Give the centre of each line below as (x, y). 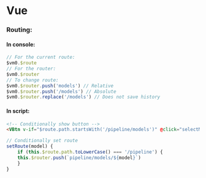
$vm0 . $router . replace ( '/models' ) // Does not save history (83, 97)
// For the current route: (41, 57)
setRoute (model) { (30, 146)
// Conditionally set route (42, 141)
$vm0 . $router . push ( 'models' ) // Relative (60, 86)
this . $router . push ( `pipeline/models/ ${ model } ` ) (79, 158)
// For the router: (31, 69)
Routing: (19, 30)
